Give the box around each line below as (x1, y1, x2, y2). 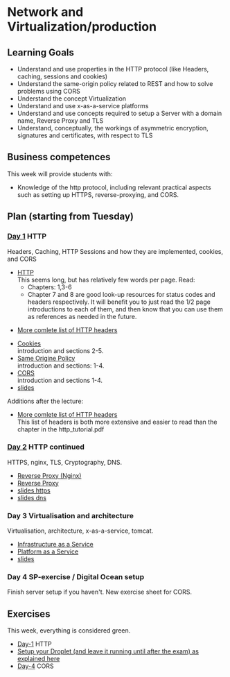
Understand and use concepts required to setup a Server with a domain (17, 109, 222, 117)
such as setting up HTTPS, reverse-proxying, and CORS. (17, 190, 179, 198)
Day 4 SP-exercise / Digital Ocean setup (7, 572, 144, 582)
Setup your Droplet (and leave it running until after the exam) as (17, 647, 200, 655)
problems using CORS (17, 87, 81, 95)
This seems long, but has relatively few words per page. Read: (17, 275, 195, 284)
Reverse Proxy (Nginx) (17, 471, 82, 479)
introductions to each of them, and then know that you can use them (27, 305, 224, 313)
